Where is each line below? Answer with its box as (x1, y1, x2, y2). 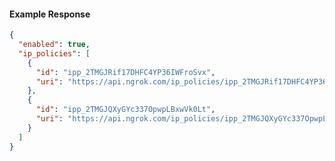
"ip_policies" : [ (18, 48, 91, 59)
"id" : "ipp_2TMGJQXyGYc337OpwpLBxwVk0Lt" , (35, 105, 216, 115)
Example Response (9, 8, 91, 20)
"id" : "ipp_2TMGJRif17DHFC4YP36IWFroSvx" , (35, 67, 216, 77)
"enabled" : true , (18, 40, 91, 50)
